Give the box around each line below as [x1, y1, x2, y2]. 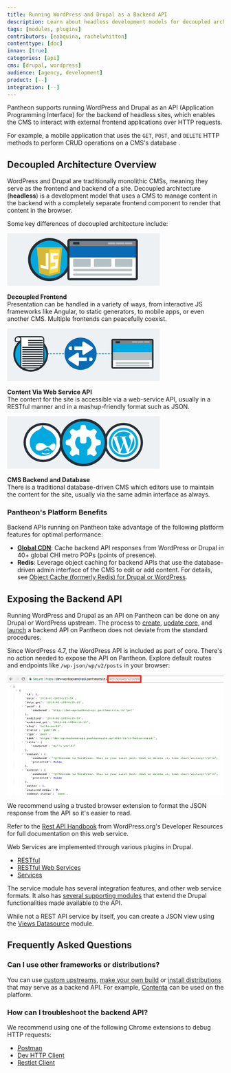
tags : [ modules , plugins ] [7, 25, 81, 32]
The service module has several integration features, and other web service [7, 884, 222, 892]
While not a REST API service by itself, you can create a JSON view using [7, 912, 214, 920]
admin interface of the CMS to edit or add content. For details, [36, 565, 213, 574]
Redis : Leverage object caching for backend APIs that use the [16, 559, 193, 567]
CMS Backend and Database [7, 476, 91, 484]
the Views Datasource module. [7, 919, 94, 928]
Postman [16, 1043, 43, 1052]
